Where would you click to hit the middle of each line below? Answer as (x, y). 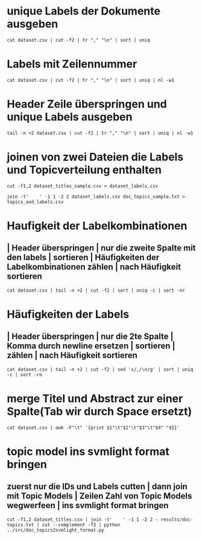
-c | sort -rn (25, 374)
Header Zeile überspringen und (87, 104)
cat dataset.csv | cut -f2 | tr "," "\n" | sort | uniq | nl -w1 (90, 80)
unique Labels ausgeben (70, 117)
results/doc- (177, 519)
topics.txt (21, 524)
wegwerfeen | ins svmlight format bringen (88, 505)
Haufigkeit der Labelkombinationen (97, 226)
